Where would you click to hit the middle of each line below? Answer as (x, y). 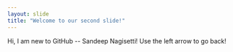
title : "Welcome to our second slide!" (66, 21)
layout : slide (28, 14)
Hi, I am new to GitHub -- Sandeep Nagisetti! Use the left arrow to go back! (117, 41)
